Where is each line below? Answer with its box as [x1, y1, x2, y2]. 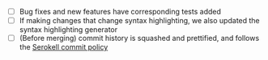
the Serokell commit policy [19, 42, 108, 52]
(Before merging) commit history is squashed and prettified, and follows [19, 34, 260, 43]
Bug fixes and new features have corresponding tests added [19, 7, 222, 16]
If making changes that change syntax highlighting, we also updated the [19, 16, 260, 26]
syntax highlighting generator [19, 25, 118, 34]
